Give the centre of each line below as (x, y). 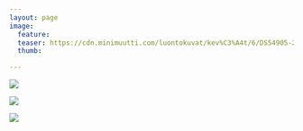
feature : (34, 34)
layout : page (34, 17)
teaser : (32, 43)
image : (22, 26)
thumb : (30, 51)
